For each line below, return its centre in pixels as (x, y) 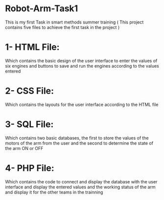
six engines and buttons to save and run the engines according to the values (82, 66)
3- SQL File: (29, 124)
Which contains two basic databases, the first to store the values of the (77, 138)
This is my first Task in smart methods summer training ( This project (74, 22)
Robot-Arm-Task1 (42, 9)
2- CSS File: (30, 91)
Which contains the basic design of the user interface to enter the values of (81, 61)
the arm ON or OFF (24, 148)
